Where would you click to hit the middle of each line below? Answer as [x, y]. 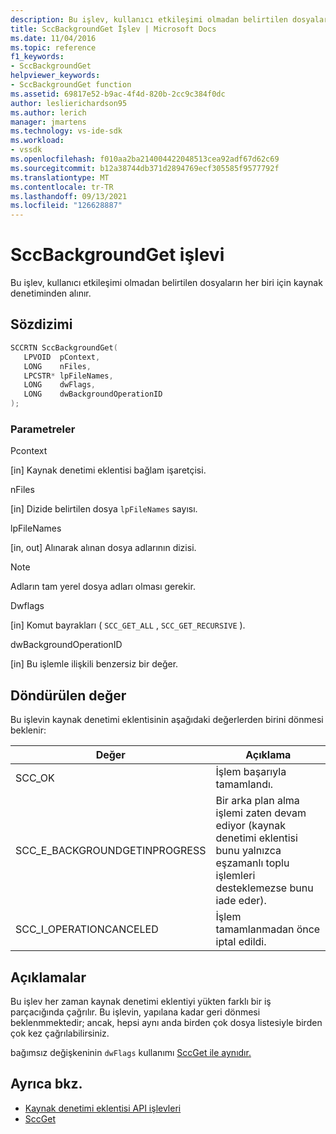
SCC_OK [35, 778]
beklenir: [28, 730]
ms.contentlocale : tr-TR [62, 187]
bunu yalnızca [248, 851]
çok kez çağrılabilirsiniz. [60, 1033]
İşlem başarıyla [251, 772]
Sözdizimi [41, 324]
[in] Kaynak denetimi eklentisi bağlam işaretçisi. [108, 470]
